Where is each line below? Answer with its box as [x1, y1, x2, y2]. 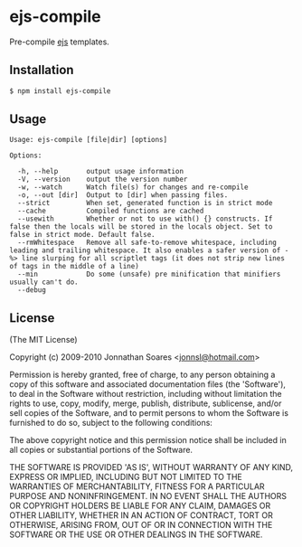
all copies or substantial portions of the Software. [9, 445, 193, 456]
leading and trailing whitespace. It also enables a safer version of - [9, 246, 289, 255]
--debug [17, 286, 47, 295]
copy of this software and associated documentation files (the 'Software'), [9, 379, 287, 390]
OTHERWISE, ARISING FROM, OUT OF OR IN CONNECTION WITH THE [9, 520, 273, 531]
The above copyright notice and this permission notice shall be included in [9, 435, 287, 446]
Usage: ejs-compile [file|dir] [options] [9, 136, 168, 145]
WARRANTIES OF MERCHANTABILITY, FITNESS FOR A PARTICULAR [9, 481, 265, 492]
